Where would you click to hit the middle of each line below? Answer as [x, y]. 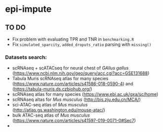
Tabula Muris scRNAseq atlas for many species [60, 79]
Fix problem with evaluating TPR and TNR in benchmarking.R [73, 39]
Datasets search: [26, 57]
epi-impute [28, 9]
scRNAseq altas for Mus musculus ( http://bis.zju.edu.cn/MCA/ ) [76, 99]
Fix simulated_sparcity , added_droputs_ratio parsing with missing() [82, 44]
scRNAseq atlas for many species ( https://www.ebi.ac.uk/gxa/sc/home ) [85, 94]
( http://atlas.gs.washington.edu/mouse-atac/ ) [59, 110]
